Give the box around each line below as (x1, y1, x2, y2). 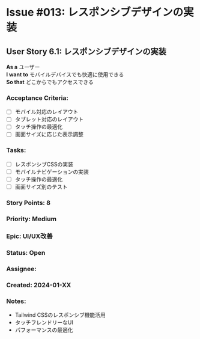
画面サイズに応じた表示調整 (14, 130, 84, 138)
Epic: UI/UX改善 (6, 232, 53, 240)
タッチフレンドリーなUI (14, 319, 73, 326)
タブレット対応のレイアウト (14, 115, 84, 123)
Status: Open (6, 248, 46, 257)
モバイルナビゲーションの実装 (14, 168, 89, 175)
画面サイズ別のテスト (14, 183, 68, 191)
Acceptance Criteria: (6, 94, 69, 102)
